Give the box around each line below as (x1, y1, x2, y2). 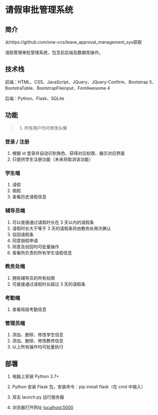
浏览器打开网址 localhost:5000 (12, 405, 74, 411)
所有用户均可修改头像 (24, 125, 67, 131)
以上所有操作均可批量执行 (12, 344, 64, 350)
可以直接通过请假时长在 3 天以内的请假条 (12, 219, 94, 225)
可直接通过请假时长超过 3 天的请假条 (12, 281, 86, 287)
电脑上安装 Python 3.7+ (12, 374, 59, 379)
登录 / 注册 (5, 138, 30, 145)
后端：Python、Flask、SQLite (5, 95, 65, 101)
